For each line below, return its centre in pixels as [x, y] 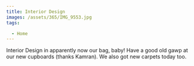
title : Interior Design [36, 12]
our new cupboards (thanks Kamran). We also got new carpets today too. [96, 56]
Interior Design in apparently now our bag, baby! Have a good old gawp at [97, 51]
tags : [13, 23]
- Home [20, 33]
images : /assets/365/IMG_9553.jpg [49, 17]
